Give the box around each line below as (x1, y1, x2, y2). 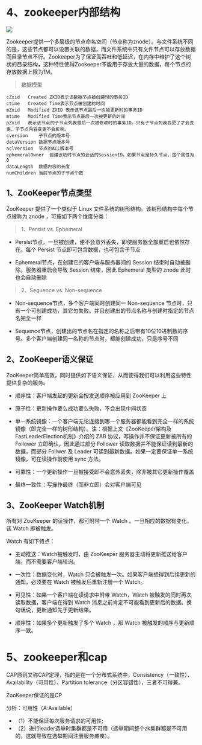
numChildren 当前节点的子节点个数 (6, 170, 84, 176)
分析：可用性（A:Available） (6, 705, 76, 712)
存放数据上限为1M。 (6, 68, 56, 75)
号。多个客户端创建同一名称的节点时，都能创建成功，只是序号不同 (14, 334, 179, 342)
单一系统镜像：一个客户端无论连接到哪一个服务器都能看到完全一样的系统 (14, 417, 194, 424)
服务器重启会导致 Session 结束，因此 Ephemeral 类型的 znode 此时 (25, 266, 191, 273)
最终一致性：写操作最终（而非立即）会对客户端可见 (14, 481, 142, 488)
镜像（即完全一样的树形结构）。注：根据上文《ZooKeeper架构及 (14, 425, 172, 432)
